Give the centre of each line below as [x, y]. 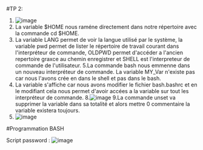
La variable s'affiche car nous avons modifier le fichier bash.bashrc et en [106, 85]
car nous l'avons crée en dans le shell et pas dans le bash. [88, 78]
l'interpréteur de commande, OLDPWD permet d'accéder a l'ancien [99, 53]
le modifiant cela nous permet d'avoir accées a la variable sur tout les [102, 91]
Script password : [28, 140]
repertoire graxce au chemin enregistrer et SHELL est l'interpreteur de [102, 59]
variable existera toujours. [47, 110]
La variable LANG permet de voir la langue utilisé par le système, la [99, 40]
